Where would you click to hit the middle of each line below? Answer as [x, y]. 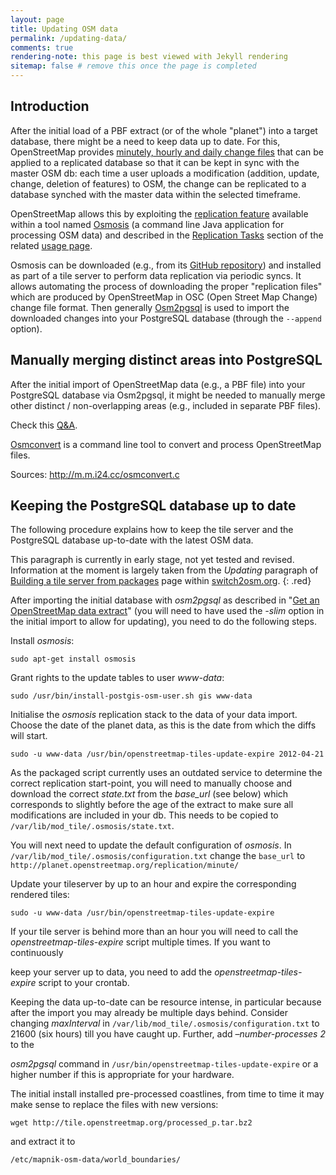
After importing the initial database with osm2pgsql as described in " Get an [165, 600]
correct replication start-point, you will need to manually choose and [151, 783]
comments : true [42, 47]
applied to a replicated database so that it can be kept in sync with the [155, 162]
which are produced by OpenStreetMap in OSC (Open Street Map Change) [164, 297]
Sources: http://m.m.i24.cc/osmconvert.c [95, 474]
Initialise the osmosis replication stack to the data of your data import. [154, 715]
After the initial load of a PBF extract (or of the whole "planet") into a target [164, 130]
